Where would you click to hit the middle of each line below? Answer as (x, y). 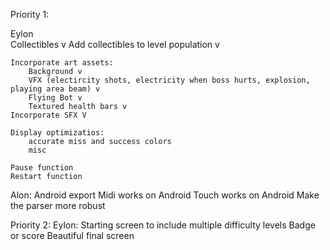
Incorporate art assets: (62, 63)
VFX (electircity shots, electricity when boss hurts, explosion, (169, 80)
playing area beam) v (55, 89)
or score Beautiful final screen (72, 235)
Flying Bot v (55, 98)
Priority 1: (30, 14)
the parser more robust (58, 205)
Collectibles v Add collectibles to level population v (115, 44)
